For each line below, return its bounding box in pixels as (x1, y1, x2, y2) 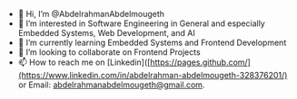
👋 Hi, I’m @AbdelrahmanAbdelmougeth (17, 9, 165, 19)
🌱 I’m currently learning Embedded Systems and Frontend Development (17, 37, 287, 48)
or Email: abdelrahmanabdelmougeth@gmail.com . (17, 79, 205, 90)
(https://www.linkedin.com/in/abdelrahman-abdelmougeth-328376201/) (17, 70, 288, 80)
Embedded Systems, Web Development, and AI (17, 28, 195, 38)
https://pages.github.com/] (149, 57, 252, 67)
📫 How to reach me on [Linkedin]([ (17, 57, 151, 67)
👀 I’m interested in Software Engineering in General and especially (17, 18, 265, 29)
